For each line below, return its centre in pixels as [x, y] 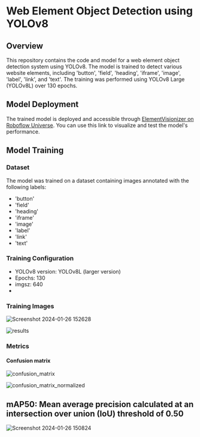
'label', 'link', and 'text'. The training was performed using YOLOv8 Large [96, 79]
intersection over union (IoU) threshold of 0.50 [95, 413]
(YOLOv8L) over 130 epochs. [42, 86]
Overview [25, 46]
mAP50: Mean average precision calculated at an [100, 404]
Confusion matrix [28, 360]
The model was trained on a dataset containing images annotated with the [98, 180]
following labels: [26, 187]
